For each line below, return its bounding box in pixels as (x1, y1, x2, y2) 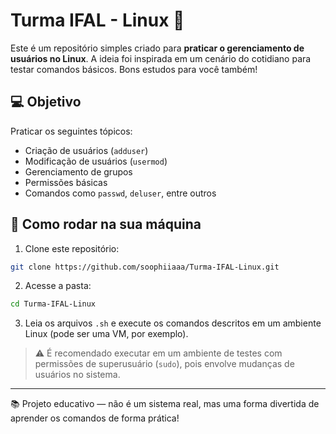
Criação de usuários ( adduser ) (24, 144, 149, 156)
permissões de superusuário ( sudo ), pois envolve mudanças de (34, 358, 295, 370)
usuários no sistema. (34, 369, 121, 381)
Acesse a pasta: (24, 280, 92, 292)
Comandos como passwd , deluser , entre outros (24, 187, 217, 199)
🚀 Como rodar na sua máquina (10, 216, 202, 233)
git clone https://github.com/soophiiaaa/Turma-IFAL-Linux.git (10, 262, 280, 272)
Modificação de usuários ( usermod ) (24, 155, 168, 167)
